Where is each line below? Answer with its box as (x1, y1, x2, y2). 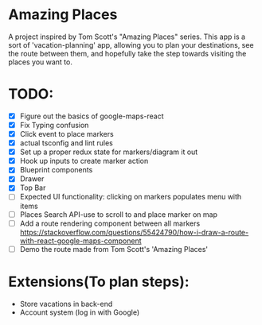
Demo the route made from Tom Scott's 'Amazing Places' (19, 244, 209, 253)
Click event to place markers (19, 130, 114, 138)
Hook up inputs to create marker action (19, 157, 149, 166)
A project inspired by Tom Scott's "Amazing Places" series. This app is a (8, 32, 245, 41)
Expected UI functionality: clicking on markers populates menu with (19, 192, 242, 202)
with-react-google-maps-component (19, 236, 142, 246)
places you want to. (8, 57, 73, 67)
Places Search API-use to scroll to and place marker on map (19, 209, 217, 219)
